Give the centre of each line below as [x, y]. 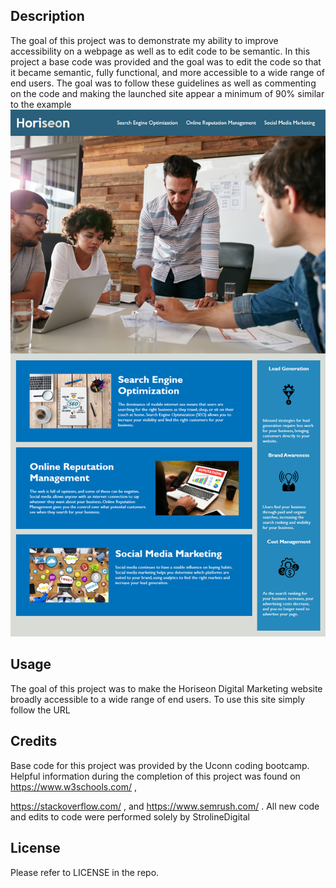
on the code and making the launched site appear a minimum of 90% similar [167, 93]
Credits [34, 741]
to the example [41, 104]
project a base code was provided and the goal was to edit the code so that [166, 61]
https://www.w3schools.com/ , [73, 786]
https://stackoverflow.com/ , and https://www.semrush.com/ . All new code [165, 806]
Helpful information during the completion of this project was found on [155, 776]
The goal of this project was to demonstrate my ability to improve [144, 40]
